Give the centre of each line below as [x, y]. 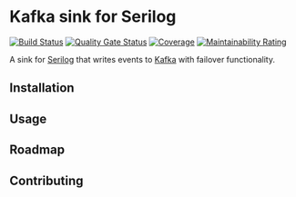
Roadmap [37, 150]
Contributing [46, 180]
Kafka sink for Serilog [93, 17]
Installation [42, 88]
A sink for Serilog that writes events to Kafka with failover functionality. [143, 59]
